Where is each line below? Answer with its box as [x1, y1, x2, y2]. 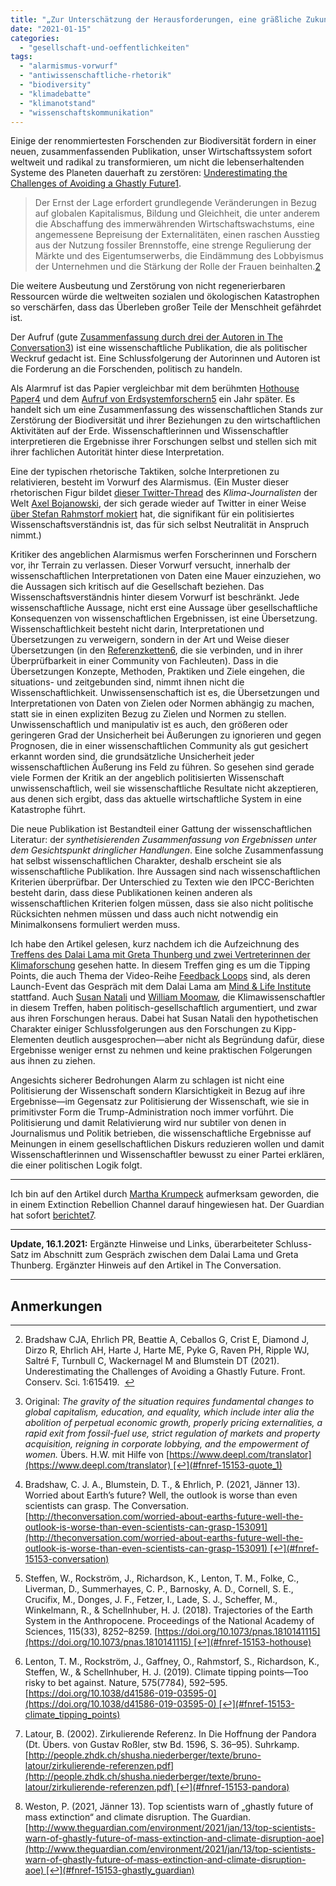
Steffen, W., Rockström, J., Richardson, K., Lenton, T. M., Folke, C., [24, 1572, 300, 1585]
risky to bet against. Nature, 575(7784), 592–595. [24, 1677, 228, 1689]
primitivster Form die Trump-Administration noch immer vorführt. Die [10, 1106, 294, 1118]
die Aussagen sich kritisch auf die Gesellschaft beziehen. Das [10, 581, 265, 593]
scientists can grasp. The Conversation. [24, 1500, 190, 1512]
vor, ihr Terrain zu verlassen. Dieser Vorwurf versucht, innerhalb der [10, 559, 291, 571]
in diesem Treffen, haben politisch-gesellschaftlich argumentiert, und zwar [10, 1002, 318, 1014]
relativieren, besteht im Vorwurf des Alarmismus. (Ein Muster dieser [10, 476, 290, 488]
